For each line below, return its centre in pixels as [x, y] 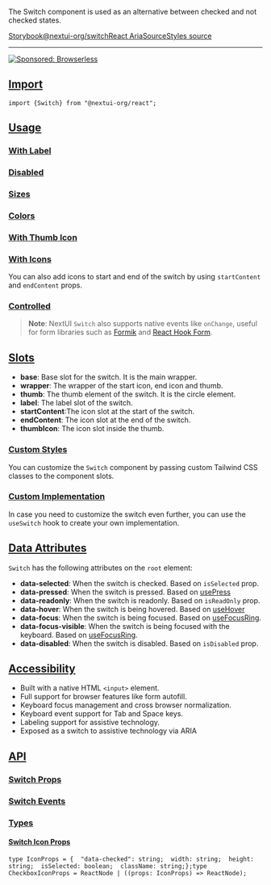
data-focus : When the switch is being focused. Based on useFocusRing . [141, 618]
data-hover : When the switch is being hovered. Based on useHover [132, 609]
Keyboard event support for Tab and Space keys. [102, 714]
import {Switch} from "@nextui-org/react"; [83, 103]
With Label [30, 151]
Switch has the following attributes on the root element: [100, 568]
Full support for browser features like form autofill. [103, 697]
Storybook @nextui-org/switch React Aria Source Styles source [110, 36]
